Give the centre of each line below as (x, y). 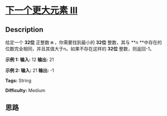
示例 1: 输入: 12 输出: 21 (30, 60)
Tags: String (18, 80)
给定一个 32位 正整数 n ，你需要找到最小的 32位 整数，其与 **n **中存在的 (84, 42)
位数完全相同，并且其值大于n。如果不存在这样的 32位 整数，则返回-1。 (80, 49)
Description (24, 29)
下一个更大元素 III (42, 10)
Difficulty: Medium (26, 90)
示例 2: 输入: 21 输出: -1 (30, 70)
